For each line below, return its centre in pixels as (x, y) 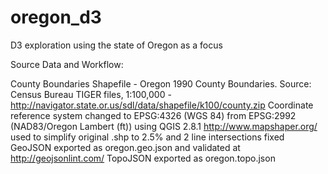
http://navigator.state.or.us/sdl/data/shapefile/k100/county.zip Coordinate (162, 105)
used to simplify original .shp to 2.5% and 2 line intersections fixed (147, 137)
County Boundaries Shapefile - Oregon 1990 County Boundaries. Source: (161, 83)
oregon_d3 (56, 17)
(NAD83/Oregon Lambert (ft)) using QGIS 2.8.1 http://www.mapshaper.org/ (164, 126)
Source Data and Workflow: (67, 64)
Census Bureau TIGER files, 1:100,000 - (91, 94)
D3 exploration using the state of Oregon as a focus (116, 45)
